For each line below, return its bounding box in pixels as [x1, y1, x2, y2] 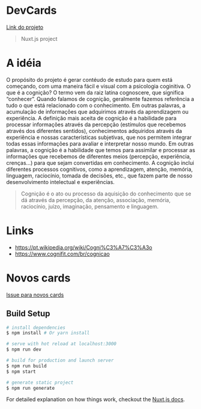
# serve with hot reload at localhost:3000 [6, 341, 117, 347]
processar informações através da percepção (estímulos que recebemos [6, 121, 187, 128]
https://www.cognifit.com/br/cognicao [14, 250, 110, 257]
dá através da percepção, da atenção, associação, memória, [20, 196, 171, 203]
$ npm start [6, 368, 36, 375]
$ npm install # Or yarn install [6, 330, 90, 336]
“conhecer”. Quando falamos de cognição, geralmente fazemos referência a [6, 95, 194, 102]
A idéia [6, 57, 42, 70]
